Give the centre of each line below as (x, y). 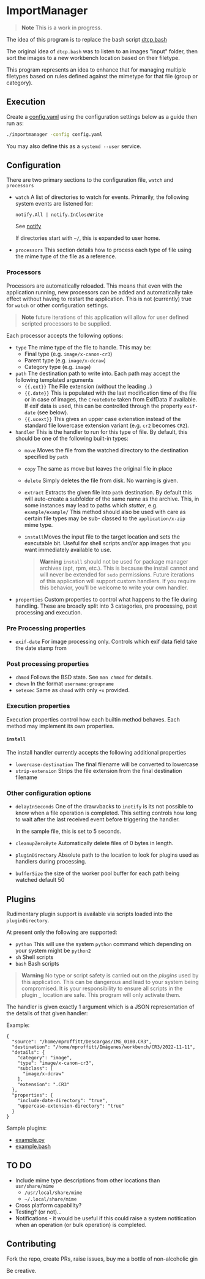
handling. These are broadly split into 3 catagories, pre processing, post (106, 606)
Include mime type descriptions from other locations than (88, 1180)
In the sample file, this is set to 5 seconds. (68, 831)
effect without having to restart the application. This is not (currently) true (99, 299)
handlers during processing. (51, 862)
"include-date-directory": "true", (63, 1100)
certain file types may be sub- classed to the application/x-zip (105, 518)
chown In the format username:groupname (65, 684)
